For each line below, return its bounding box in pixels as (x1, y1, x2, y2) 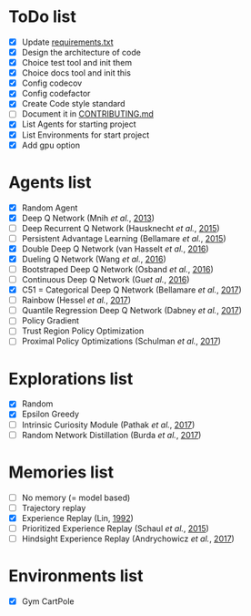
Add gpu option (21, 139, 81, 150)
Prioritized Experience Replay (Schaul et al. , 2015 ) (21, 522, 210, 534)
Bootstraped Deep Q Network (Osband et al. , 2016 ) (21, 263, 215, 274)
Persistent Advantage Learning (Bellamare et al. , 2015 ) (21, 232, 226, 243)
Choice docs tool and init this (21, 67, 131, 78)
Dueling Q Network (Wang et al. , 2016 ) (21, 253, 167, 264)
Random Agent (21, 202, 78, 213)
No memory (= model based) (21, 492, 131, 503)
